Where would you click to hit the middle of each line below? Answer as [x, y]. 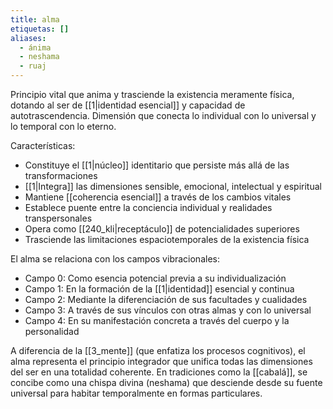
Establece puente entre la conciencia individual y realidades [148, 207]
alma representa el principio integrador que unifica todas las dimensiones [161, 361]
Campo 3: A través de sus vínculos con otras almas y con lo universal [168, 310]
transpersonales [58, 218]
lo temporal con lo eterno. [63, 126]
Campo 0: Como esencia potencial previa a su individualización [155, 278]
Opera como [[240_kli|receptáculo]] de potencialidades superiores [162, 229]
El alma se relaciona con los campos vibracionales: [115, 259]
